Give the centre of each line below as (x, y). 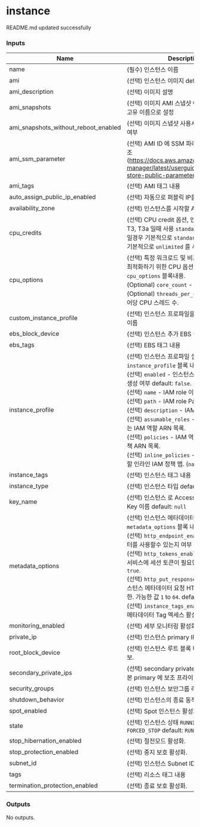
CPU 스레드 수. (159, 303)
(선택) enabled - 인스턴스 (161, 375)
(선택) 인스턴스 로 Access (161, 498)
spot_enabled (28, 711)
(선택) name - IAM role (157, 393)
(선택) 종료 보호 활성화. (157, 786)
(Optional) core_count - (160, 285)
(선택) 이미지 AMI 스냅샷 (159, 103)
